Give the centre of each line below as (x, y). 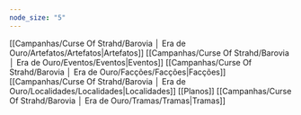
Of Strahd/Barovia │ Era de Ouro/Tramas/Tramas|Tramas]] (118, 101)
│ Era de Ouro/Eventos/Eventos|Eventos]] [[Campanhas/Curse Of (131, 62)
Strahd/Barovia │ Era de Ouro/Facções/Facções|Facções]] (118, 72)
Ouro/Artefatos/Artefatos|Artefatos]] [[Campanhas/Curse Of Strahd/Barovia (150, 53)
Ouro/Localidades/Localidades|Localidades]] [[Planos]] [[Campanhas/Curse (150, 91)
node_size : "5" (38, 18)
